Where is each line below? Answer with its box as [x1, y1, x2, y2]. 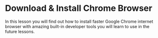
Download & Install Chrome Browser [5, 3, 153, 14]
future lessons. [5, 28, 35, 34]
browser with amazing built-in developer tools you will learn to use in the [5, 23, 150, 29]
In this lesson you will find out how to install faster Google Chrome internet [5, 19, 154, 24]
